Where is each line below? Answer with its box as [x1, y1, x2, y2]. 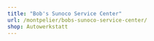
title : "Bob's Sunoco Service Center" [7, 10, 122, 17]
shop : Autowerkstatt [7, 23, 69, 30]
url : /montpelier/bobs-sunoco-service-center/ [7, 17, 148, 24]
